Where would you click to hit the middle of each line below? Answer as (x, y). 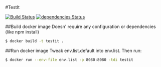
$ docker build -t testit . (35, 41)
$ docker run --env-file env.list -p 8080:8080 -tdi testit (69, 59)
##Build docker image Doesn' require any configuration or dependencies (81, 26)
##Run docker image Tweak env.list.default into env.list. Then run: (73, 50)
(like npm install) (22, 32)
